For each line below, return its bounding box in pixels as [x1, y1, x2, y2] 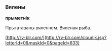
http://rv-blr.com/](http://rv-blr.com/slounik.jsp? [7, 34, 107, 41]
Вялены [5, 4, 26, 11]
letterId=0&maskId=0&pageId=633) [5, 40, 80, 46]
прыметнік [5, 15, 30, 21]
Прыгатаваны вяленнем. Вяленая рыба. [5, 25, 92, 31]
